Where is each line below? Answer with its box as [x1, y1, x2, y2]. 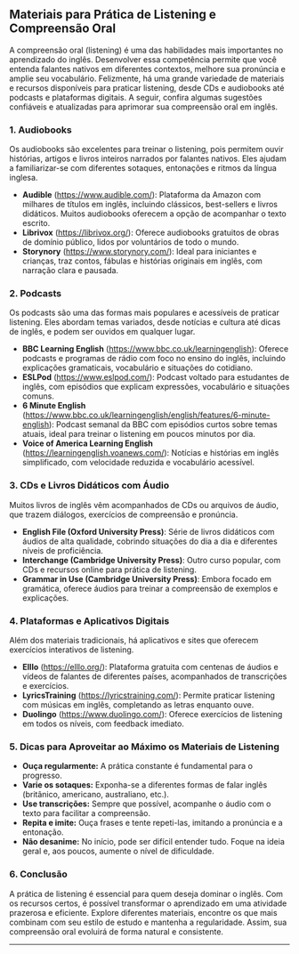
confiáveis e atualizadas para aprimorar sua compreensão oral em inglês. [9, 101, 279, 112]
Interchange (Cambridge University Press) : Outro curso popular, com [21, 554, 281, 565]
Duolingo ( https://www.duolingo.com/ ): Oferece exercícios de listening [21, 709, 283, 719]
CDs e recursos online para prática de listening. [21, 564, 198, 575]
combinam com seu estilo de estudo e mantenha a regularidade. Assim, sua [9, 917, 287, 927]
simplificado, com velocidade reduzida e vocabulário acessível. [21, 457, 255, 468]
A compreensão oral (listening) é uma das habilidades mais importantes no [9, 44, 284, 55]
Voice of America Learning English [21, 438, 154, 449]
